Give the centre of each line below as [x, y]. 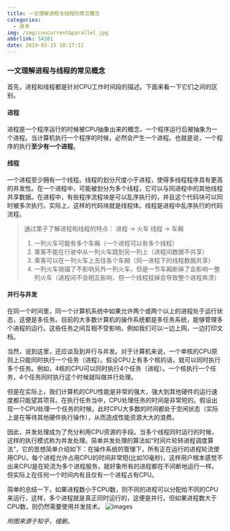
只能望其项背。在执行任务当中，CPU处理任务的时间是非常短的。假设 [115, 400]
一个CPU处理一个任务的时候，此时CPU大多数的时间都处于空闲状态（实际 [116, 408]
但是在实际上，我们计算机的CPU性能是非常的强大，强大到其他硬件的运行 [110, 391]
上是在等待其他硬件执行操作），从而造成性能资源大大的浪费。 [92, 417]
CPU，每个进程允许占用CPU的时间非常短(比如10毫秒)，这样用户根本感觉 [115, 458]
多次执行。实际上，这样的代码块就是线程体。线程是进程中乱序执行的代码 [121, 205]
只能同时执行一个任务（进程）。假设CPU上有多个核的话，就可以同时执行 [120, 359]
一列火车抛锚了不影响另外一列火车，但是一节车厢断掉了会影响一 [124, 269]
